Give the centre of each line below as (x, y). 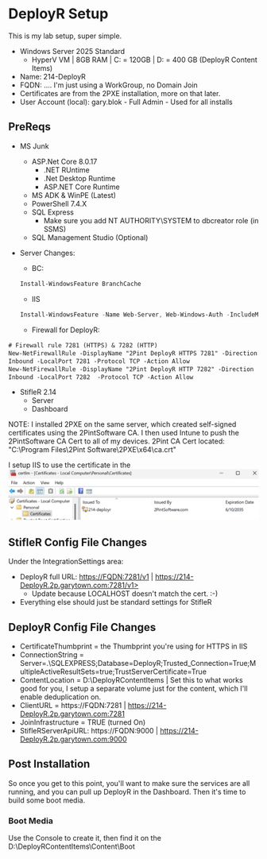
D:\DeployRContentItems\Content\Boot (72, 846)
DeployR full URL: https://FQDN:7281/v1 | (86, 577)
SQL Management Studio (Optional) (90, 237)
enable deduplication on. (60, 697)
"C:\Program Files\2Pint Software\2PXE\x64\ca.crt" (93, 449)
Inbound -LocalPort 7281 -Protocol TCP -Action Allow (99, 361)
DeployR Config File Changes (82, 627)
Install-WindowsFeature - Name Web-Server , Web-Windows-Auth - (125, 315)
